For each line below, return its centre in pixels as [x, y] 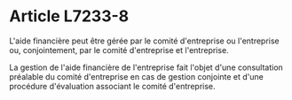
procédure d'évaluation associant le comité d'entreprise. [112, 86]
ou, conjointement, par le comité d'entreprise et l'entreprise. [119, 50]
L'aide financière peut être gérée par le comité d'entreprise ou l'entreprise [144, 41]
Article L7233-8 [69, 16]
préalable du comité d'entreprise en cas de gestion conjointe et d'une [136, 76]
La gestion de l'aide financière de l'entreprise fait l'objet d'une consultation [146, 67]
